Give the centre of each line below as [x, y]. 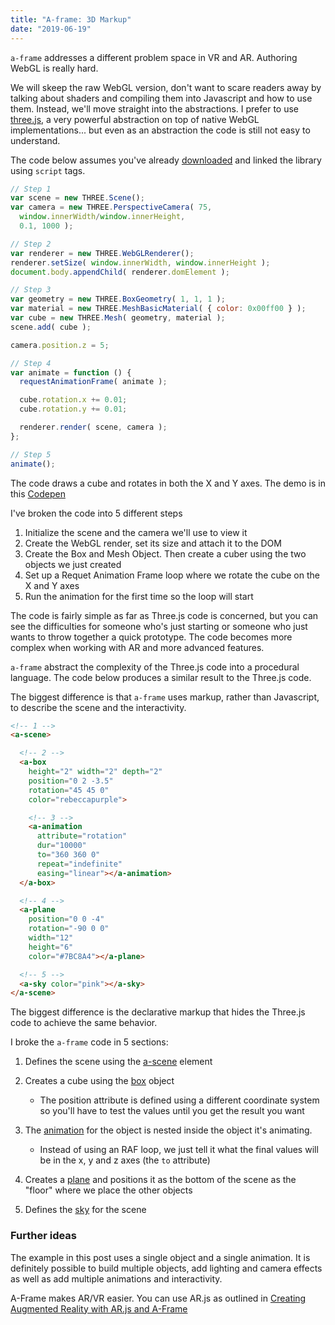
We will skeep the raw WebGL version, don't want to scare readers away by [166, 87]
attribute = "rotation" [82, 836]
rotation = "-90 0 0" [69, 929]
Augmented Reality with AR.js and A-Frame [99, 1308]
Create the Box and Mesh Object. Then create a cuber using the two [165, 553]
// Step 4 [31, 363]
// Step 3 [31, 290]
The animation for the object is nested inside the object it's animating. [168, 1130]
